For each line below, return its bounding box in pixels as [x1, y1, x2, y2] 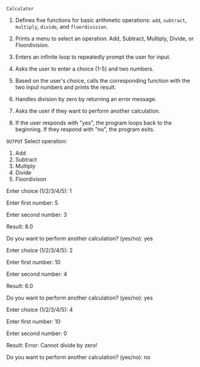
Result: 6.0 [6, 282, 34, 289]
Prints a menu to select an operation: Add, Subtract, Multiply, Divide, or [15, 35, 194, 42]
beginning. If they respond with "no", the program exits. [15, 126, 155, 133]
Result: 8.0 [6, 223, 34, 230]
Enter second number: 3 [6, 211, 67, 218]
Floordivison [15, 175, 47, 183]
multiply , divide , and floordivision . [15, 23, 108, 30]
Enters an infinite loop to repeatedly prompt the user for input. [15, 53, 171, 61]
